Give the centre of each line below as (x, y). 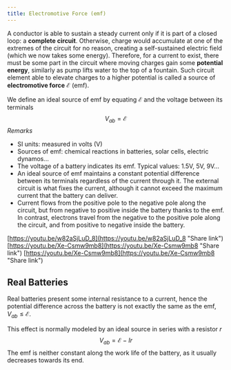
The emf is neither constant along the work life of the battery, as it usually (112, 353)
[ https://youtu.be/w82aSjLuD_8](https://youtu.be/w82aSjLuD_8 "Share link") (115, 239)
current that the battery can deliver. (68, 196)
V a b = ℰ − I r (116, 341)
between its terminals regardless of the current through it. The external (118, 181)
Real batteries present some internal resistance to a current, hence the (108, 299)
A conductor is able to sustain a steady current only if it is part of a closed (112, 33)
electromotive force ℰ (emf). (48, 85)
